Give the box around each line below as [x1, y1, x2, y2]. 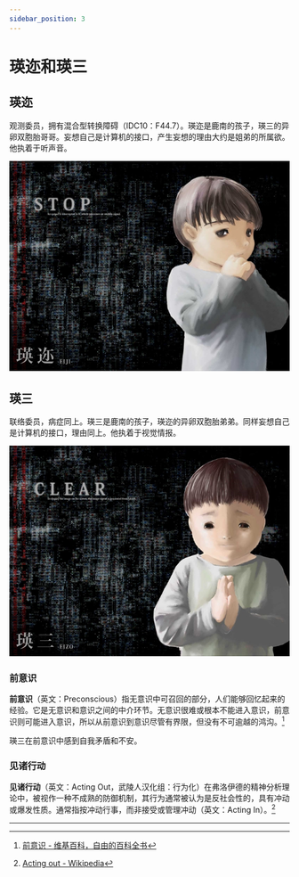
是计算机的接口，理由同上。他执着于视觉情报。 [9, 428, 181, 438]
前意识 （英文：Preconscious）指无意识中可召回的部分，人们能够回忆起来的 [9, 693, 286, 704]
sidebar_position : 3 [9, 14, 86, 23]
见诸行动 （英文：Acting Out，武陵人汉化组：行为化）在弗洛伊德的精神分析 [9, 781, 282, 792]
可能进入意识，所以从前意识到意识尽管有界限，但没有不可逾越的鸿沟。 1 [24, 714, 285, 726]
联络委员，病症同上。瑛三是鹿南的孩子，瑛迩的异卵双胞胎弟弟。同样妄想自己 [9, 416, 290, 427]
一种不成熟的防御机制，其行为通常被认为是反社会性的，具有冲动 [55, 792, 290, 803]
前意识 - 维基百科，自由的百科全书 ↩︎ [21, 840, 158, 850]
